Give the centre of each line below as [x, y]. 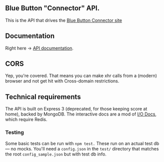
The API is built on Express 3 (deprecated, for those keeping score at [76, 109]
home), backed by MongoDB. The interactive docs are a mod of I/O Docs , [81, 114]
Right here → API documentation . [39, 48]
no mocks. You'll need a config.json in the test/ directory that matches [85, 148]
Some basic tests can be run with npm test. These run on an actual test [79, 143]
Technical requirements [43, 97]
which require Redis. [26, 119]
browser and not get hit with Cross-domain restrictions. [62, 81]
